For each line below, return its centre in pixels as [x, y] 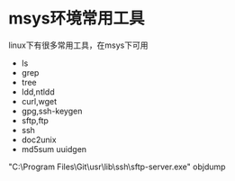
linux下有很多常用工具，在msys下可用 [78, 45]
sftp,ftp [35, 120]
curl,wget [39, 101]
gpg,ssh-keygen [52, 111]
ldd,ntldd [38, 92]
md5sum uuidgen [54, 149]
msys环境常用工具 [77, 18]
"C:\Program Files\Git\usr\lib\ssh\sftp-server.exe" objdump [117, 167]
